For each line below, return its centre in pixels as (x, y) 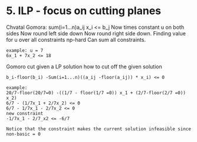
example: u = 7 (25, 50)
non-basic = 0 (24, 134)
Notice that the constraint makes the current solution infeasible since (99, 129)
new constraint (25, 113)
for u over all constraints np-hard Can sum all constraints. (76, 39)
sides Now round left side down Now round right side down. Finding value (96, 33)
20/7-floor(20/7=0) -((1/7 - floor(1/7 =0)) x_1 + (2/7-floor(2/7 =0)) (96, 93)
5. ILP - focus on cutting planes (83, 11)
